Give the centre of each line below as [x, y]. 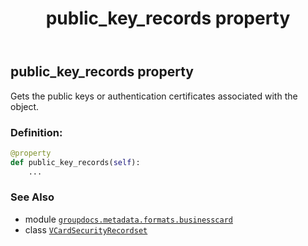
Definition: [36, 132]
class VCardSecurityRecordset [86, 229]
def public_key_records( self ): [75, 162]
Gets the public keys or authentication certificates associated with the [154, 96]
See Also [32, 197]
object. [25, 106]
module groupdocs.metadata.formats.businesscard [128, 219]
